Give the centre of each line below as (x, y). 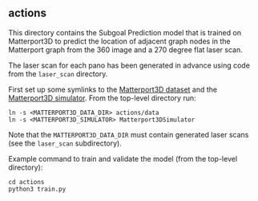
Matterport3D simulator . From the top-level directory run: (102, 98)
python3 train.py (37, 189)
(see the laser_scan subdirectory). (65, 143)
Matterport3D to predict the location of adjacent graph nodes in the (119, 41)
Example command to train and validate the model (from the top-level (123, 158)
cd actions (26, 182)
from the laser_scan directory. (58, 74)
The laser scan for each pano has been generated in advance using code (129, 65)
